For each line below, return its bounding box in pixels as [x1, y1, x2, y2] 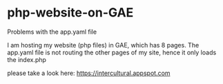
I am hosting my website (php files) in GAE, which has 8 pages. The [7, 41, 200, 49]
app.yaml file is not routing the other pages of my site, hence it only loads [7, 48, 217, 56]
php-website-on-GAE [7, 5, 134, 21]
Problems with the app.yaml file [7, 28, 97, 36]
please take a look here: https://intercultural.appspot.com [7, 69, 171, 77]
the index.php [7, 55, 47, 63]
